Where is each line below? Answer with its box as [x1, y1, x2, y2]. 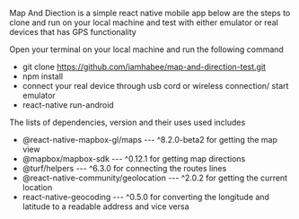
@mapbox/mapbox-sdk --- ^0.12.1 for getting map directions [22, 153, 246, 164]
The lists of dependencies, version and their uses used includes [9, 117, 246, 127]
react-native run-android [22, 100, 114, 110]
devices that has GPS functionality [9, 27, 136, 37]
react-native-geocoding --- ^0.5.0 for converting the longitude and [22, 192, 269, 202]
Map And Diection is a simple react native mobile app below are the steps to [9, 8, 291, 18]
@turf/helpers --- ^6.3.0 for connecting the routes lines [22, 163, 227, 173]
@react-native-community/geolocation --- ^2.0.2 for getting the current [22, 172, 288, 183]
